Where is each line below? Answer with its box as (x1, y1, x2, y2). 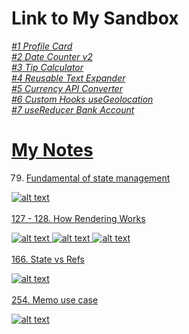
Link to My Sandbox (11, 7, 179, 30)
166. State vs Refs (11, 253, 86, 265)
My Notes (11, 139, 94, 162)
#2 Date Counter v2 (11, 50, 93, 62)
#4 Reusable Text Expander (11, 72, 126, 84)
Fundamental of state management (25, 172, 171, 184)
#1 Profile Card (11, 40, 73, 52)
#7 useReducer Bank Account (11, 103, 135, 116)
